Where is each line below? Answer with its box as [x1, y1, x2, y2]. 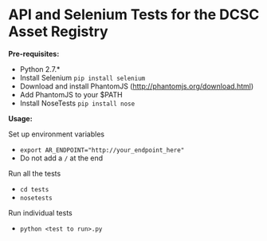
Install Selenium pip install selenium [19, 73, 146, 82]
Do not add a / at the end [19, 153, 104, 163]
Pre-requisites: [8, 49, 60, 58]
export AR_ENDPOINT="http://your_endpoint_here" [19, 146, 185, 154]
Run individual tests [8, 207, 73, 217]
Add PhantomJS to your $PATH [19, 89, 123, 99]
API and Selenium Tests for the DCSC [8, 6, 260, 24]
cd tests [19, 185, 49, 193]
